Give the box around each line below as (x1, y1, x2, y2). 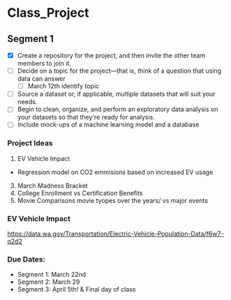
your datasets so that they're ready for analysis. (17, 113, 155, 122)
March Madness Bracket (17, 181, 89, 190)
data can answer (17, 75, 66, 83)
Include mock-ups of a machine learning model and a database (17, 120, 200, 129)
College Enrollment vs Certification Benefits (17, 189, 143, 197)
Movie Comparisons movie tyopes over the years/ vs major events (17, 196, 208, 204)
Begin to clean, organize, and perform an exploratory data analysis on (17, 105, 218, 113)
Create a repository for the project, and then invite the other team (17, 51, 206, 59)
